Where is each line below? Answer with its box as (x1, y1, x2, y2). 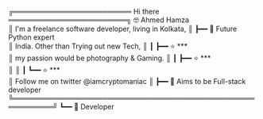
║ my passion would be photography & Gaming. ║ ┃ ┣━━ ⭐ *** (8, 53, 211, 63)
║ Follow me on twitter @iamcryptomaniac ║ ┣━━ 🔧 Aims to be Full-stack (8, 77, 246, 86)
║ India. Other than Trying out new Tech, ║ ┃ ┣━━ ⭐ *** (8, 41, 188, 51)
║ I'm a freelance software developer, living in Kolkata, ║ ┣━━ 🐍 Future (8, 24, 238, 33)
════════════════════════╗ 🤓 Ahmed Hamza (8, 15, 189, 25)
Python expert (8, 33, 55, 42)
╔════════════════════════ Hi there (8, 7, 160, 16)
